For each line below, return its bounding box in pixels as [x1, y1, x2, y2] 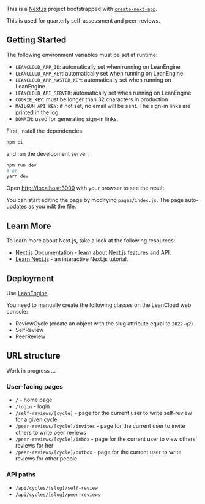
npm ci [6, 139, 23, 145]
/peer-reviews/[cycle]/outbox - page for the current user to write [15, 448, 182, 456]
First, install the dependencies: [6, 127, 84, 134]
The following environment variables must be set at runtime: [6, 51, 158, 58]
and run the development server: [6, 150, 89, 157]
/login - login [15, 403, 50, 410]
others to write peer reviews [15, 429, 87, 436]
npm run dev [6, 162, 37, 168]
